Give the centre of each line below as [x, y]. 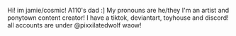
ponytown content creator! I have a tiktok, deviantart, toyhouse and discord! [118, 18]
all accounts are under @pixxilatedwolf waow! [74, 25]
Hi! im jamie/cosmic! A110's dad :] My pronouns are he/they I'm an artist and [118, 10]
